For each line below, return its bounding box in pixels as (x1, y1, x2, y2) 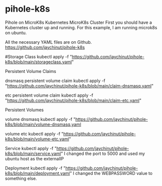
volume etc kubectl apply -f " (5, 131, 64, 136)
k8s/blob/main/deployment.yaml (5, 170, 70, 176)
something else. (5, 175, 37, 181)
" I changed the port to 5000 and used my (60, 151, 145, 156)
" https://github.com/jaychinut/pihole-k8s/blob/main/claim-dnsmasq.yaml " (5, 83, 154, 88)
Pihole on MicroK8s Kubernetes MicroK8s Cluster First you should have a (5, 19, 152, 25)
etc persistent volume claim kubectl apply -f (5, 92, 93, 98)
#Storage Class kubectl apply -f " (5, 53, 72, 59)
